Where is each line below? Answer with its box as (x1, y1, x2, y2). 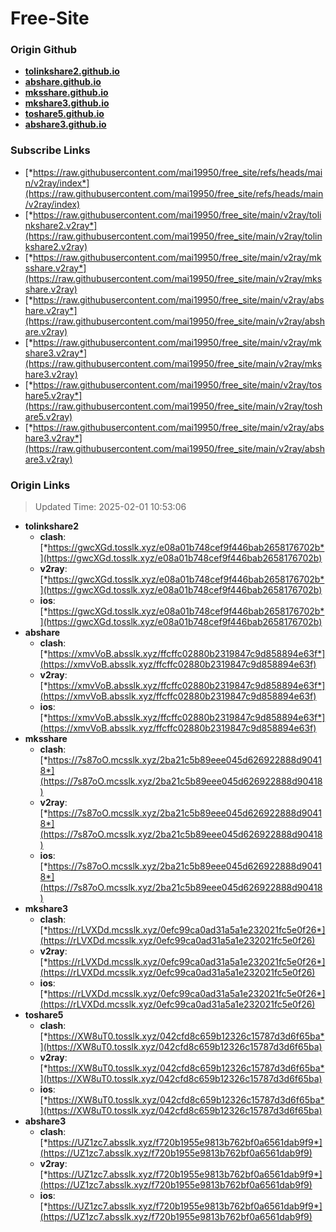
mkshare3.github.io (24, 97, 110, 109)
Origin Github (10, 43, 78, 57)
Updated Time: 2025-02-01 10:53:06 (34, 501, 187, 513)
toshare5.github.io (24, 108, 105, 120)
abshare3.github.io (24, 118, 107, 131)
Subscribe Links (10, 143, 91, 157)
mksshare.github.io (24, 87, 109, 99)
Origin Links (10, 478, 71, 492)
